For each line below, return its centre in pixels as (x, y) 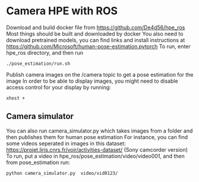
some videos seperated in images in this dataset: (66, 143)
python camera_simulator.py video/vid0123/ (62, 173)
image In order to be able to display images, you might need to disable (92, 81)
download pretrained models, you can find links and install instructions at (96, 40)
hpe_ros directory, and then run (45, 52)
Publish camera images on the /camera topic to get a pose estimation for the (100, 74)
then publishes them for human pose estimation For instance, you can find (97, 137)
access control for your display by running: (59, 87)
